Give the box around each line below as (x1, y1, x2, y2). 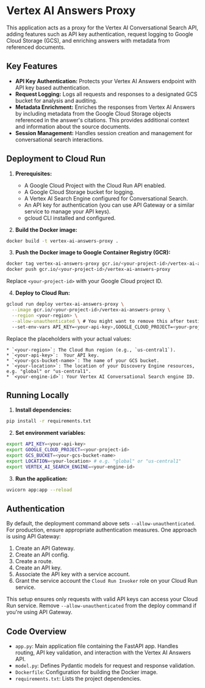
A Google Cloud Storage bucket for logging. (24, 188, 135, 196)
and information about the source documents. (15, 123, 131, 130)
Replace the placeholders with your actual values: (6, 335, 132, 342)
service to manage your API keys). (24, 207, 111, 215)
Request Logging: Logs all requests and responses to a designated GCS (15, 90, 198, 98)
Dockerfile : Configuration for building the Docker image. (15, 668, 158, 676)
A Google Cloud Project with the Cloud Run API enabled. (24, 182, 166, 189)
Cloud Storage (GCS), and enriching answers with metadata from (6, 37, 170, 44)
